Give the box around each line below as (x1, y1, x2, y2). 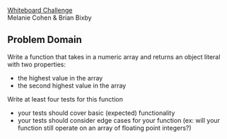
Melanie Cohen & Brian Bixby (7, 13, 92, 22)
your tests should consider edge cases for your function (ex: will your (17, 116, 221, 124)
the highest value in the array (17, 73, 103, 82)
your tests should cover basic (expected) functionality (17, 109, 175, 117)
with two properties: (7, 60, 66, 68)
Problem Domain (7, 34, 83, 46)
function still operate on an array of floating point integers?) (17, 123, 192, 132)
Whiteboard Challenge (7, 6, 73, 14)
